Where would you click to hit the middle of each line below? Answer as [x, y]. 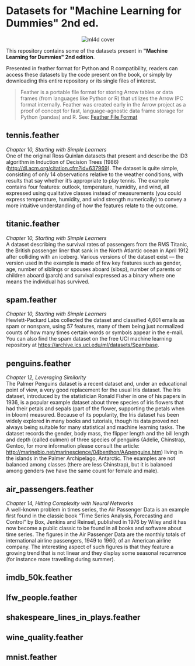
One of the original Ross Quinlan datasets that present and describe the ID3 [97, 156]
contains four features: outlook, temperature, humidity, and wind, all [88, 187]
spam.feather [32, 300]
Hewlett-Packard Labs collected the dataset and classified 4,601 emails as [95, 320]
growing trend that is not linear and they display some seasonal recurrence [96, 553]
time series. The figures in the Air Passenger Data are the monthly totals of [96, 534]
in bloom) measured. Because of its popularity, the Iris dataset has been [93, 415]
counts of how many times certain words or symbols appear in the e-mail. [95, 332]
